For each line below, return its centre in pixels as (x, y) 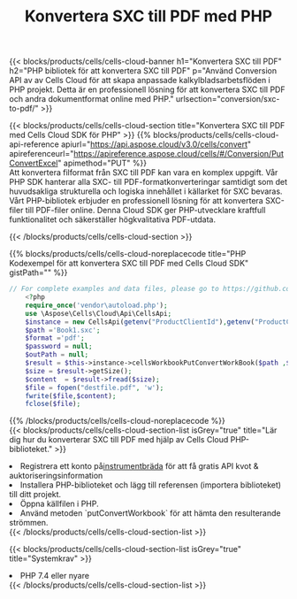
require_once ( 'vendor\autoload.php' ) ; (96, 305)
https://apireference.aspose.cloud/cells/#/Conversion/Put (179, 154)
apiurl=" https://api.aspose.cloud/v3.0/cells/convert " (156, 144)
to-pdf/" (24, 109)
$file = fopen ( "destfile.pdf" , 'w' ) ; (95, 388)
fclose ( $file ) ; (53, 404)
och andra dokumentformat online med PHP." (91, 99)
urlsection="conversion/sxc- (228, 99)
